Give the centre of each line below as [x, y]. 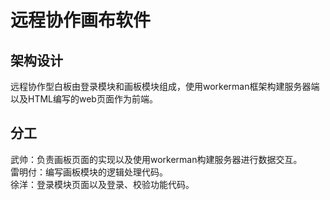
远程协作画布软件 [81, 20]
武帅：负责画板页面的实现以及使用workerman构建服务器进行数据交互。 [156, 159]
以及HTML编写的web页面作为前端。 [84, 99]
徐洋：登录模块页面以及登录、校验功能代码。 [102, 184]
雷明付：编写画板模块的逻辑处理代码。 [89, 172]
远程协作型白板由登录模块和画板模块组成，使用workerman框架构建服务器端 [165, 86]
